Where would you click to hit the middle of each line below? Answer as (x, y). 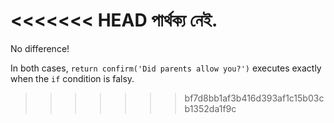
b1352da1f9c (210, 108)
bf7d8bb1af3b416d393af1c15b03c (254, 98)
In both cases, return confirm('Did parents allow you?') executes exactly (166, 68)
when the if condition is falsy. (72, 78)
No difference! (40, 48)
